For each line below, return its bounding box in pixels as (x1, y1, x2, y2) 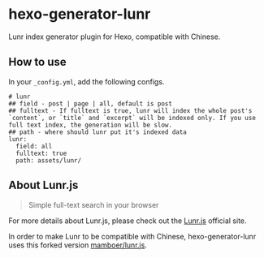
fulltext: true (15, 149, 67, 157)
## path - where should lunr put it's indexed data (8, 127, 187, 136)
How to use (8, 55, 67, 69)
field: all (15, 142, 53, 150)
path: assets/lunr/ (15, 156, 82, 165)
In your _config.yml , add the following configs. (8, 76, 165, 86)
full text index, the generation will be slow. (8, 121, 173, 129)
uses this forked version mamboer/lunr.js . (8, 240, 148, 250)
